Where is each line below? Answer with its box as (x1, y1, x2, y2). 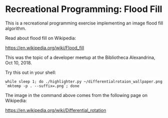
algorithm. (5, 25, 27, 31)
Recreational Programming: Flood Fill (5, 3, 162, 15)
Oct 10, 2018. (5, 59, 32, 65)
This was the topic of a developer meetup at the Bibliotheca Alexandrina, (5, 54, 155, 60)
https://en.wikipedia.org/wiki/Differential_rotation (5, 107, 106, 113)
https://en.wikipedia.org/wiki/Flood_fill (5, 44, 84, 50)
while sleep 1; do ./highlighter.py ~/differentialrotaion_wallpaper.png (5, 79, 163, 84)
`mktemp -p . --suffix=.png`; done (5, 83, 80, 88)
